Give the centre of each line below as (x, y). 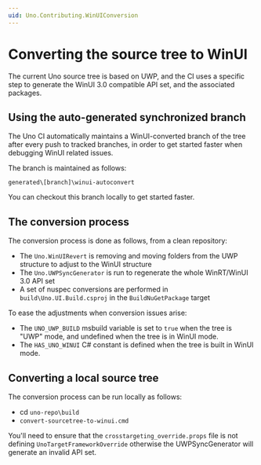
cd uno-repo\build (49, 412)
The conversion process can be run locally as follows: (95, 397)
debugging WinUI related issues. (61, 153)
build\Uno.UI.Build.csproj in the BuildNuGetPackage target (114, 298)
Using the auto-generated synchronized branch (127, 117)
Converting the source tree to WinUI (128, 54)
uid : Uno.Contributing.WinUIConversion (73, 15)
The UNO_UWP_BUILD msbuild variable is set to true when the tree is (126, 328)
